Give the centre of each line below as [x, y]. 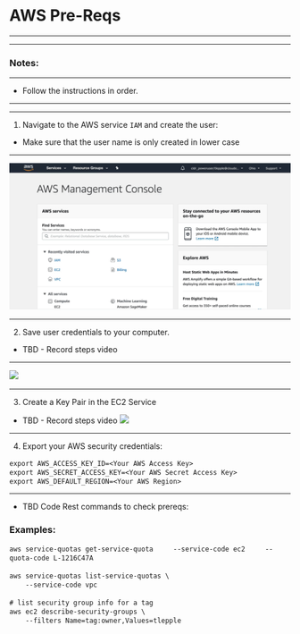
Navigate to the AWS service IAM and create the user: [120, 125]
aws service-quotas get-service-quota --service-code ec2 [127, 549]
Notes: [24, 63]
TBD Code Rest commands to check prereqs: [105, 506]
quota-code [29, 558]
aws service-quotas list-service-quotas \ [89, 576]
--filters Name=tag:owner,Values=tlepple [103, 621]
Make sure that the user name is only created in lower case [131, 142]
